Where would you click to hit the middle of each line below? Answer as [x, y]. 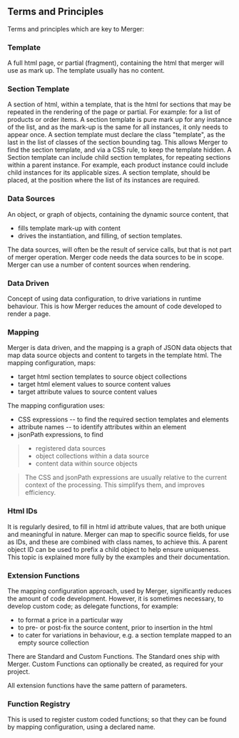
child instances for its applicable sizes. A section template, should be [109, 173]
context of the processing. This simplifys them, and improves [115, 485]
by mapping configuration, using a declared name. [81, 727]
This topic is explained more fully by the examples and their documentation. [119, 557]
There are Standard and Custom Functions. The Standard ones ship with [113, 656]
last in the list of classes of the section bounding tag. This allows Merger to [118, 143]
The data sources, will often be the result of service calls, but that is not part [119, 250]
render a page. [29, 314]
